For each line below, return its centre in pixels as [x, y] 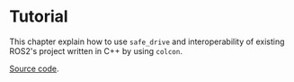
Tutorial [39, 17]
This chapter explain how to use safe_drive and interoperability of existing [147, 41]
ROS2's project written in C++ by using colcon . [96, 50]
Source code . [34, 68]
